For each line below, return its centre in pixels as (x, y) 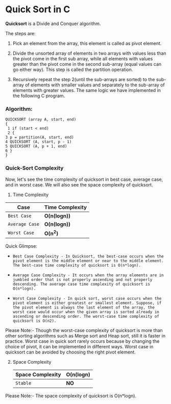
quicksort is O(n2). (34, 321)
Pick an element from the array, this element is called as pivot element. (87, 43)
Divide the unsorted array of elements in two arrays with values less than (90, 53)
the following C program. (39, 96)
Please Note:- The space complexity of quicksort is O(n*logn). (71, 396)
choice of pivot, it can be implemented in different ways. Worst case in (79, 346)
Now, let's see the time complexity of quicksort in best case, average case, (84, 179)
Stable (23, 383)
